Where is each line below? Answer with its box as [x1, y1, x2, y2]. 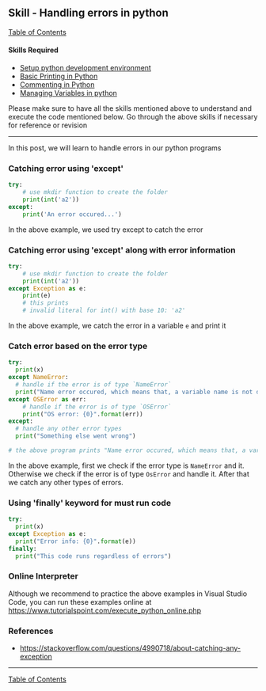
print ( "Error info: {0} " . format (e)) [15, 537, 136, 545]
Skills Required [8, 45, 59, 55]
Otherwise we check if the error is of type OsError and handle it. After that [8, 469, 249, 478]
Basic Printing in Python [19, 71, 98, 82]
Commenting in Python [19, 80, 95, 89]
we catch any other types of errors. [8, 477, 124, 487]
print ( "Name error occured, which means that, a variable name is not [15, 388, 253, 396]
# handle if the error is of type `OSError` [22, 403, 172, 411]
